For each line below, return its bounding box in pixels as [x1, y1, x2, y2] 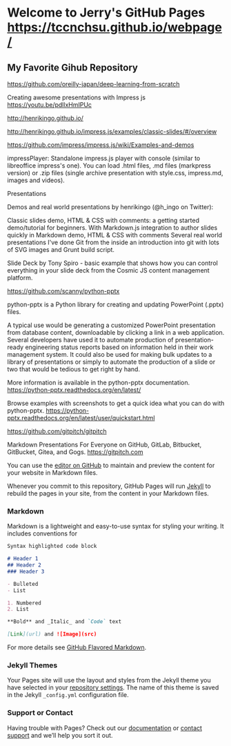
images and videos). [7, 176, 66, 184]
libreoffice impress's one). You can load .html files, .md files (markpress [7, 161, 212, 170]
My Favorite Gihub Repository [7, 61, 138, 73]
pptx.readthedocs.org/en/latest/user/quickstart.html [7, 414, 155, 422]
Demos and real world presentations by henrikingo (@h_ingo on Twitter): [7, 203, 214, 211]
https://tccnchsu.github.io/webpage [7, 19, 223, 35]
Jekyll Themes [7, 660, 58, 670]
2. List [7, 606, 30, 613]
